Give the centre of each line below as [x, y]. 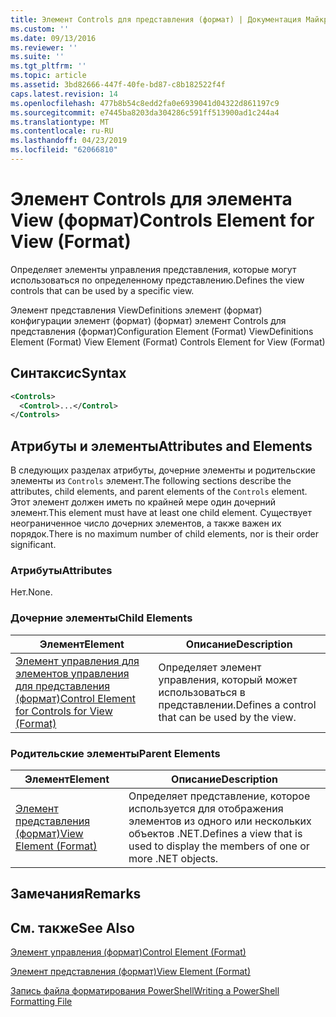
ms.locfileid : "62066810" [64, 150]
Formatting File [41, 1002]
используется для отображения [206, 808]
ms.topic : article [48, 76]
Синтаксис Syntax [68, 373]
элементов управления [72, 673]
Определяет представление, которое [219, 796]
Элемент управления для [77, 661]
